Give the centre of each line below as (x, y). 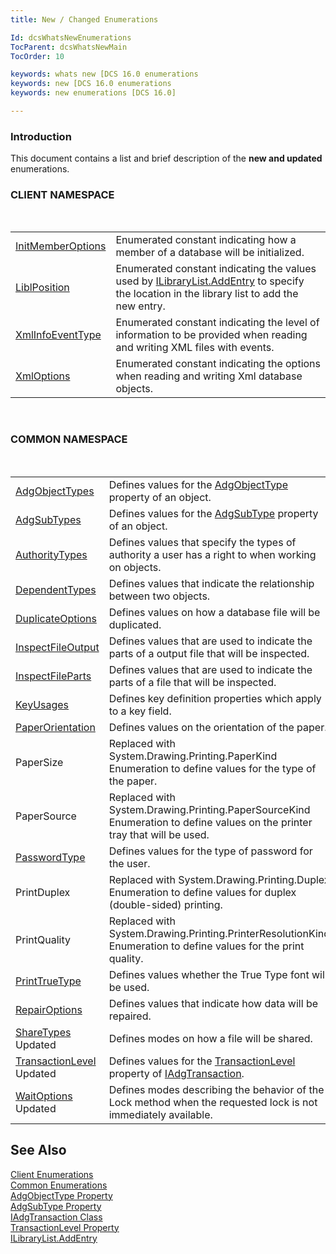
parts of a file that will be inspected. (192, 682)
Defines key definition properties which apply (215, 698)
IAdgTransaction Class (56, 1217)
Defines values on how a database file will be (214, 612)
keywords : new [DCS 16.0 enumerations (91, 84)
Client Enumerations (52, 1174)
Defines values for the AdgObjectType (198, 484)
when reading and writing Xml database (209, 376)
